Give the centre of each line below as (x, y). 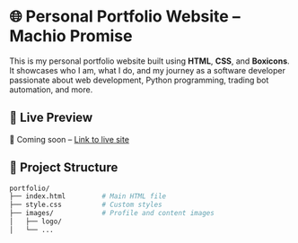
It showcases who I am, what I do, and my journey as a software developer (147, 70)
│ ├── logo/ (36, 221)
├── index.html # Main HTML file (88, 196)
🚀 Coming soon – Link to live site (70, 139)
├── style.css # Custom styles (86, 205)
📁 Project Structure (64, 168)
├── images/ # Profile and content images (112, 213)
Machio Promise (71, 36)
